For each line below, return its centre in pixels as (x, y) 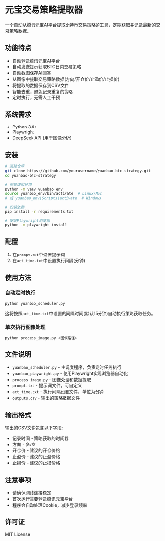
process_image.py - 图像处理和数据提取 (51, 380)
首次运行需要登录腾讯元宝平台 (42, 499)
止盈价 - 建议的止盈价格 (36, 457)
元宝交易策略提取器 (44, 10)
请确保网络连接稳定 (32, 492)
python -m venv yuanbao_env (34, 189)
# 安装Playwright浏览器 (28, 221)
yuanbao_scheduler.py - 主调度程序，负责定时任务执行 (67, 367)
